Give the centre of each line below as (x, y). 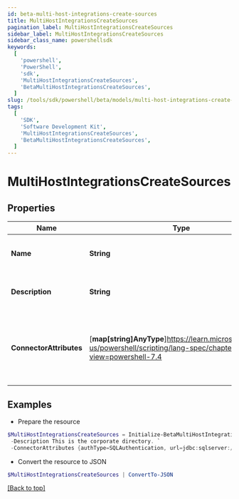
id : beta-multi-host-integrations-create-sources (83, 14)
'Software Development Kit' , (63, 127)
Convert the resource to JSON (62, 461)
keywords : (22, 47)
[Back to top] (26, 488)
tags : (15, 107)
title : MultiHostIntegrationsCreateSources (73, 21)
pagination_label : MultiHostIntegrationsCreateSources (90, 27)
